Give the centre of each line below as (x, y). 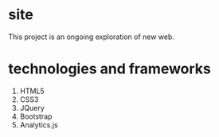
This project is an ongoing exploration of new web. (92, 37)
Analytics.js (39, 124)
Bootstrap (36, 116)
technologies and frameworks (109, 69)
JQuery (32, 108)
